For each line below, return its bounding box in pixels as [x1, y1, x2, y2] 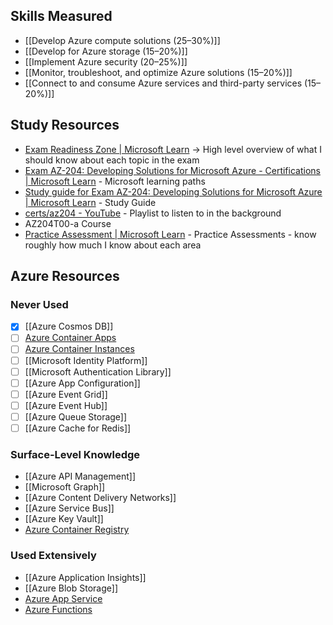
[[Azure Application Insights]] [24, 571, 147, 583]
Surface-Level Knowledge [10, 447, 141, 461]
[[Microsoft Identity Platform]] [24, 354, 148, 366]
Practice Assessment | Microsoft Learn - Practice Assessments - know [24, 228, 317, 240]
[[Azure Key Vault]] [24, 513, 104, 525]
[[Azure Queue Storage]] [24, 410, 128, 423]
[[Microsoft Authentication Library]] [24, 365, 172, 378]
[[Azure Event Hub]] [24, 399, 108, 411]
